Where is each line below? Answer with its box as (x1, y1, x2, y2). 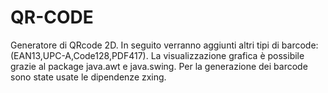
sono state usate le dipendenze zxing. (10, 71, 167, 83)
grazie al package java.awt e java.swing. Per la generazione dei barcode (10, 60, 308, 72)
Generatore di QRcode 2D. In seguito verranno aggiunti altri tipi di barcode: (10, 39, 319, 51)
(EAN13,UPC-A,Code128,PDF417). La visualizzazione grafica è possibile (10, 49, 305, 61)
